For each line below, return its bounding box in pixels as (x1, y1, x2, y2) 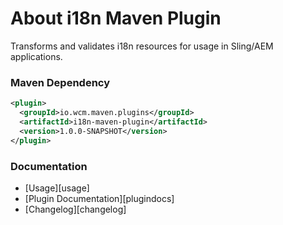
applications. (10, 50, 63, 62)
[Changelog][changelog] (24, 203, 127, 215)
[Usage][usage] (24, 182, 90, 194)
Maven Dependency (10, 75, 111, 89)
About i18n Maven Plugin (10, 7, 222, 30)
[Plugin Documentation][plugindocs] (24, 192, 175, 204)
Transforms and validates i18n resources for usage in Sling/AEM (10, 40, 274, 52)
